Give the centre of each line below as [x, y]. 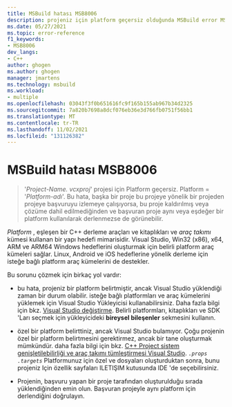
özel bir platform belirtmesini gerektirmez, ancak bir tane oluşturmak [114, 338]
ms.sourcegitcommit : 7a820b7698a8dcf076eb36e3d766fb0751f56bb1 [100, 110]
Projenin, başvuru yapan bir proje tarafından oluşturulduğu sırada [110, 381]
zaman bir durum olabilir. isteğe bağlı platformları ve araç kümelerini [114, 296]
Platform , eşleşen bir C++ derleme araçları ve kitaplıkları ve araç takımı [109, 232]
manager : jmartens [33, 78]
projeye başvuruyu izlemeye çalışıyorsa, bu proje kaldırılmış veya [116, 204]
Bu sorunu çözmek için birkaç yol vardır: [65, 275]
